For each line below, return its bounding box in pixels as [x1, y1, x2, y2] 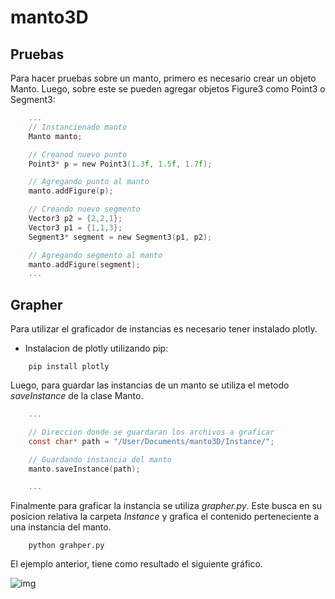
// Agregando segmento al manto [28, 250, 163, 260]
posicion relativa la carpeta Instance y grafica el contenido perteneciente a [10, 511, 320, 523]
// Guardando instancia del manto [28, 454, 172, 465]
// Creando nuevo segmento [28, 204, 141, 215]
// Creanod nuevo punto [28, 149, 128, 160]
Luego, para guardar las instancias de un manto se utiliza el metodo [10, 379, 290, 391]
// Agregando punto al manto [28, 177, 150, 187]
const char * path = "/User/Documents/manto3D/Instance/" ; [28, 436, 275, 446]
